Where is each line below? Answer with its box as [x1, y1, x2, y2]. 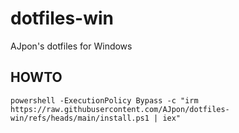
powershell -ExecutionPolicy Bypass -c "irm [10, 95, 199, 106]
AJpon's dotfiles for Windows [10, 40, 133, 52]
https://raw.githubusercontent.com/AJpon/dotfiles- [10, 104, 230, 114]
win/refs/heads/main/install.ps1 [10, 113, 150, 123]
